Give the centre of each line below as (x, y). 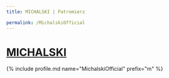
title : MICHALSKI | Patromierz (46, 12)
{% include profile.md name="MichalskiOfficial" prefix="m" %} (85, 69)
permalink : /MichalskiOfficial (46, 22)
